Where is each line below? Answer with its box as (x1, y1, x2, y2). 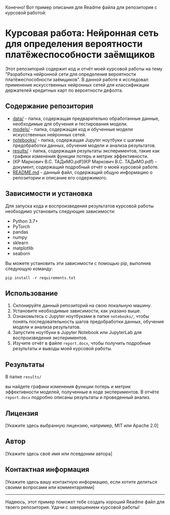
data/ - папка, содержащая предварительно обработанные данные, (12, 115, 160, 121)
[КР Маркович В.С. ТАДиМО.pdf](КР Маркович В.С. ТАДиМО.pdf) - (12, 158, 157, 164)
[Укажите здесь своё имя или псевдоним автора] (5, 451, 113, 457)
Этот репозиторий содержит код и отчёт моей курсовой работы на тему (5, 65, 163, 71)
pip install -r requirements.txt (5, 275, 76, 280)
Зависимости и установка (5, 190, 93, 198)
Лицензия (5, 409, 38, 418)
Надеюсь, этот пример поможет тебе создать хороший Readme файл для (5, 499, 165, 505)
